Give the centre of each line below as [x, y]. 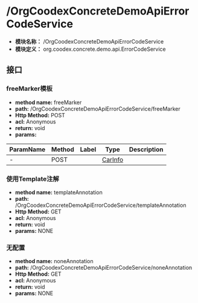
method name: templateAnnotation [59, 192]
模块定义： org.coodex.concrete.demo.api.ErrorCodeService [90, 49]
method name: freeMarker [48, 102]
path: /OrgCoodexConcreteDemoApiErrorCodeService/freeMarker [98, 109]
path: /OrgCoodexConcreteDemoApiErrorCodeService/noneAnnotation [104, 268]
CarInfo [113, 160]
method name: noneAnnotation [54, 261]
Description [146, 149]
